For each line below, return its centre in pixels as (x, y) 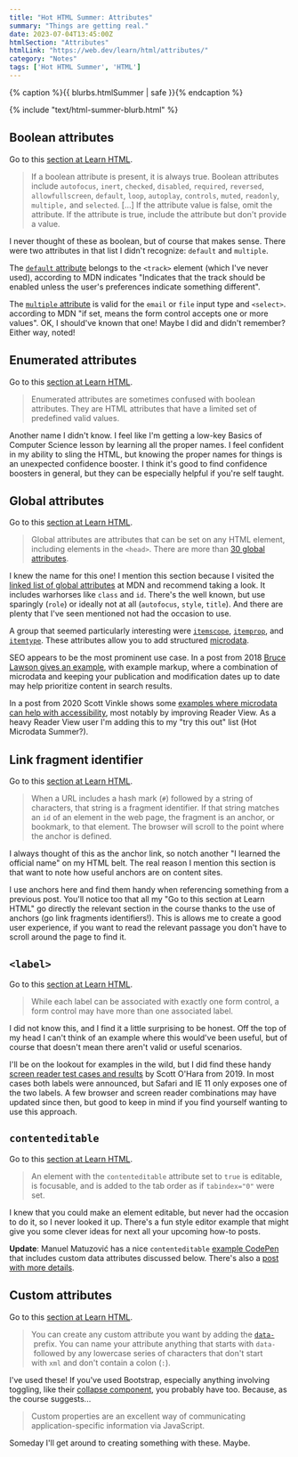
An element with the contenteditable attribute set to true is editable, (157, 1176)
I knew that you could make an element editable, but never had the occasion (149, 1212)
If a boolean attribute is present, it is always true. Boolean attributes (155, 176)
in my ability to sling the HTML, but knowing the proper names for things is (146, 454)
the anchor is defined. (71, 836)
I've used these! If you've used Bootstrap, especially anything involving (140, 1380)
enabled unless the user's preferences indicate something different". (135, 287)
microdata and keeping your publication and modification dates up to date (145, 677)
